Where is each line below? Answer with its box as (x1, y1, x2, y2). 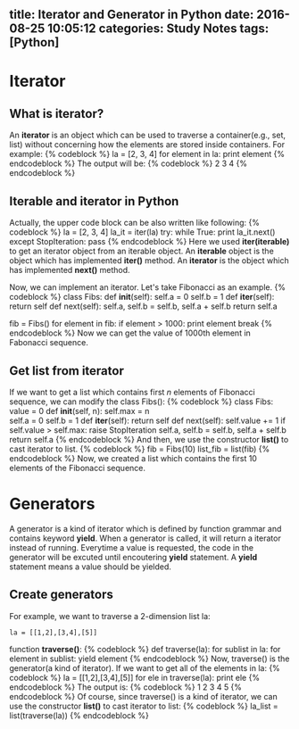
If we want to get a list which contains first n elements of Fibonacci (9, 387, 256, 398)
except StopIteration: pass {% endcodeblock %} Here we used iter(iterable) (9, 236, 290, 247)
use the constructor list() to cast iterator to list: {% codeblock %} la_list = (9, 700, 278, 711)
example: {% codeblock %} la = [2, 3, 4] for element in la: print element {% (9, 149, 286, 160)
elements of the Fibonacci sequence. (9, 463, 145, 474)
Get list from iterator (9, 363, 125, 378)
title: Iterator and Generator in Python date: (9, 7, 254, 22)
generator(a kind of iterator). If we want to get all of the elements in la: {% (9, 662, 281, 673)
